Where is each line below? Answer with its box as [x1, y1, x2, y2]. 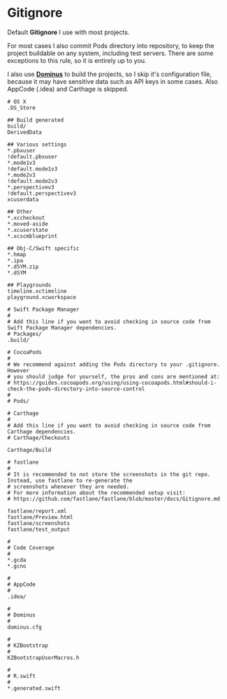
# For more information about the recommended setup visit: [7, 489, 186, 496]
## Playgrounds [7, 281, 52, 288]
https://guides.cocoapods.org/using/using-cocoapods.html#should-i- [13, 379, 217, 386]
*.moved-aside [7, 220, 49, 228]
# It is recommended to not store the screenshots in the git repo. [7, 471, 211, 478]
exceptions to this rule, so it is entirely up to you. [7, 56, 147, 64]
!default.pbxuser [7, 153, 58, 160]
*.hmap [7, 251, 27, 258]
